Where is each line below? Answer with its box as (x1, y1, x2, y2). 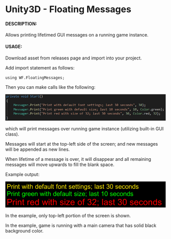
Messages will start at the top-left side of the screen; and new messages (5, 141, 158, 147)
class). (5, 131, 19, 138)
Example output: (5, 172, 40, 178)
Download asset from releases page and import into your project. (5, 55, 142, 61)
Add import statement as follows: (5, 64, 75, 71)
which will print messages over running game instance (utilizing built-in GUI (5, 126, 164, 132)
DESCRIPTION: (5, 20, 37, 26)
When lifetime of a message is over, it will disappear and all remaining (5, 156, 152, 162)
